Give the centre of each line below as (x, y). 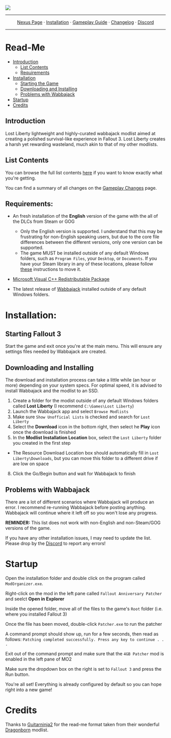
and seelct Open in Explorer (35, 599)
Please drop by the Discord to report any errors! (55, 543)
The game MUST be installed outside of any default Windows (84, 253)
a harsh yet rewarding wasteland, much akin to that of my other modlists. (82, 144)
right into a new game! (29, 690)
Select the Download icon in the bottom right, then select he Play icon (86, 427)
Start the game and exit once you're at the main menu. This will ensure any (84, 346)
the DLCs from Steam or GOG (44, 221)
